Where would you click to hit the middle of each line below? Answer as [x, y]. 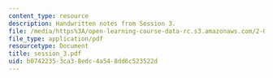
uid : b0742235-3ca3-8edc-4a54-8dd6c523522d [83, 62]
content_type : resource [49, 16]
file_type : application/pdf [56, 39]
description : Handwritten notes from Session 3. [92, 24]
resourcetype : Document [49, 46]
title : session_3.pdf [45, 54]
